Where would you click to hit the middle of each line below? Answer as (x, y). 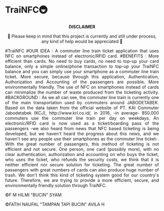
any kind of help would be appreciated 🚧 (82, 41)
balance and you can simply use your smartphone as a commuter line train (82, 71)
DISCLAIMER (82, 27)
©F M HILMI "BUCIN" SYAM (33, 195)
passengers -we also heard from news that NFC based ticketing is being (82, 128)
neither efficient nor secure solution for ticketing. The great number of (82, 165)
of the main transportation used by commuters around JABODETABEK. (82, 102)
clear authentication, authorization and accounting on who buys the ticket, (82, 154)
